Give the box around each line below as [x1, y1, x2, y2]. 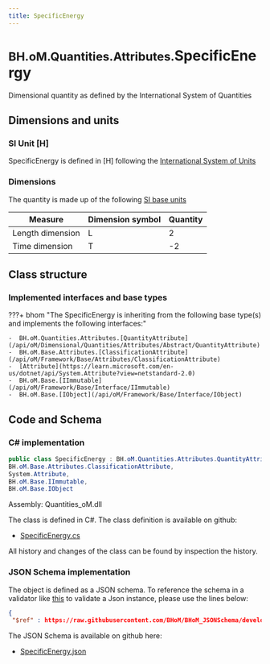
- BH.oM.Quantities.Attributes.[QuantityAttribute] [8, 334, 189, 342]
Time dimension [12, 240, 73, 251]
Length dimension [12, 227, 80, 239]
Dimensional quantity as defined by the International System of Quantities [8, 90, 252, 100]
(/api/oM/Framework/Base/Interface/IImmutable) [8, 384, 171, 392]
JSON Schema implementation [8, 566, 131, 578]
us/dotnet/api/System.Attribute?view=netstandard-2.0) [8, 370, 196, 378]
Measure [29, 214, 64, 225]
